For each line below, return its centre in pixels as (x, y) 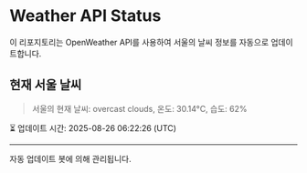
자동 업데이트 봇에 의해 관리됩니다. (70, 158)
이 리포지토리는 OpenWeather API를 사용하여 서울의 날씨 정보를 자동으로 (139, 42)
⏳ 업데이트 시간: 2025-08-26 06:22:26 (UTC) (93, 127)
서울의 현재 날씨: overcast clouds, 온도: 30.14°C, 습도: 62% (140, 108)
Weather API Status (85, 16)
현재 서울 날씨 (46, 85)
